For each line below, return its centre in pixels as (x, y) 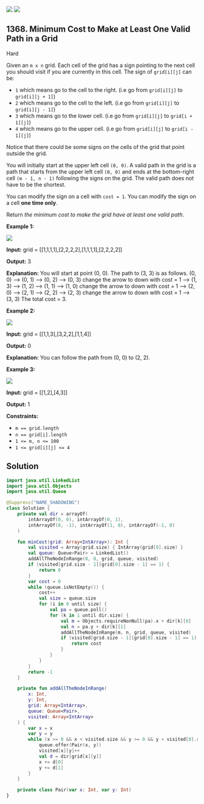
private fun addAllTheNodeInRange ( (62, 688)
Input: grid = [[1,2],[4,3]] (37, 392)
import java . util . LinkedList (43, 480)
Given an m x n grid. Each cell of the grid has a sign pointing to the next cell (101, 65)
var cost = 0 (45, 581)
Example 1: (20, 226)
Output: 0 (19, 345)
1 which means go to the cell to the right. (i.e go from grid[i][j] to (99, 90)
